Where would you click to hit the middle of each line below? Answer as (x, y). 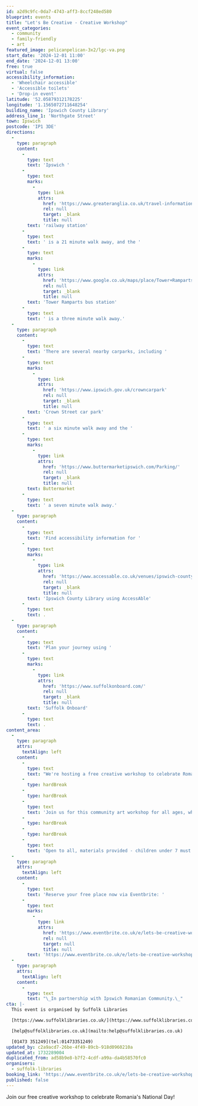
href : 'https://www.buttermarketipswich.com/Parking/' (112, 467)
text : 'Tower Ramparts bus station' (72, 302)
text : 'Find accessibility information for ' (84, 538)
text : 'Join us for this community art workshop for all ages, (106, 812)
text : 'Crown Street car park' (66, 412)
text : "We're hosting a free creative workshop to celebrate (104, 774)
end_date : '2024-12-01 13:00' (43, 61)
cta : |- (16, 1004)
